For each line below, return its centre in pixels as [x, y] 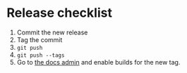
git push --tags [41, 55]
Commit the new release [52, 32]
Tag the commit [40, 39]
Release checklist [59, 13]
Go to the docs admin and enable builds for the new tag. [98, 62]
